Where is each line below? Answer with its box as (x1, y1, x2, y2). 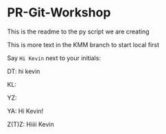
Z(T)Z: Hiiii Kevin (7, 120, 55, 128)
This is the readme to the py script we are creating (7, 27, 150, 36)
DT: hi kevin (7, 67, 40, 75)
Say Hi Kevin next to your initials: (7, 53, 102, 62)
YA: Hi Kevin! (7, 107, 44, 115)
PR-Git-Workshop (7, 5, 111, 21)
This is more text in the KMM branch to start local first (7, 40, 160, 49)
